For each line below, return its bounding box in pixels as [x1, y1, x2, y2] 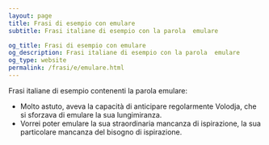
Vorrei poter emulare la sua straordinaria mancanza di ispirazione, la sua [19, 118, 261, 128]
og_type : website [8, 56, 67, 64]
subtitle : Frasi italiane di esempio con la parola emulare [8, 27, 219, 35]
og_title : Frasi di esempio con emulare [8, 41, 147, 49]
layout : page [8, 11, 53, 20]
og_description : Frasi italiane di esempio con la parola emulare [8, 49, 241, 57]
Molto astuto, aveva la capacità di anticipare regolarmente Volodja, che [19, 101, 257, 111]
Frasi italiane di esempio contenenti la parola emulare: [8, 85, 188, 95]
